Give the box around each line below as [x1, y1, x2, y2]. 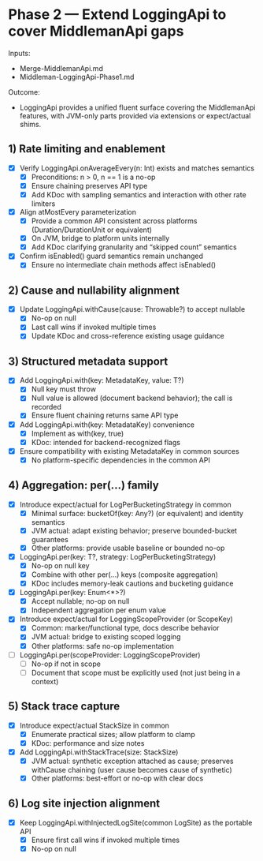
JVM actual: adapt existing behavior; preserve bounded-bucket [31, 526, 238, 535]
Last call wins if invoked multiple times [31, 322, 157, 332]
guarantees [31, 534, 69, 544]
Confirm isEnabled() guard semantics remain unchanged [19, 251, 203, 261]
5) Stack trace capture [8, 700, 120, 713]
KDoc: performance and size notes [31, 738, 145, 747]
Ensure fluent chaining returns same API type [31, 410, 179, 420]
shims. [19, 119, 42, 129]
